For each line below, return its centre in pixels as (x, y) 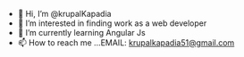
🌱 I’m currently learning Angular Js (81, 33)
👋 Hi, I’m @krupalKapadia (64, 14)
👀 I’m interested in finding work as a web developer (112, 23)
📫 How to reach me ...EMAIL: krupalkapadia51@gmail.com (126, 43)
